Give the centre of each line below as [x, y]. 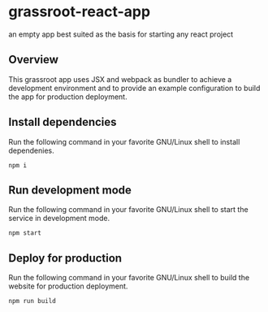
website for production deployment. [68, 286]
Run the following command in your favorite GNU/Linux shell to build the [129, 278]
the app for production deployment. [68, 97]
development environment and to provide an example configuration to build [134, 88]
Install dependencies [63, 122]
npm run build [32, 301]
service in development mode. [59, 219]
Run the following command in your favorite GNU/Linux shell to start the [129, 210]
